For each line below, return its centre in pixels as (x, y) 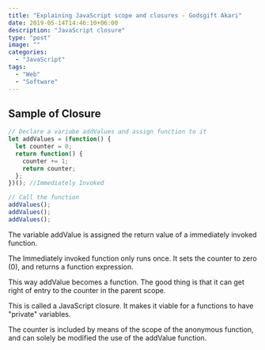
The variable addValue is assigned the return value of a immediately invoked (132, 235)
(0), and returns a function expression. (71, 266)
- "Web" (28, 74)
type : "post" (30, 38)
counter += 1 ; (45, 161)
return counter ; (49, 168)
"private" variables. (40, 314)
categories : (28, 52)
